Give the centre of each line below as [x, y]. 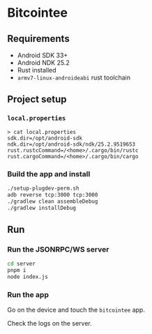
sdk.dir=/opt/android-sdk [45, 138]
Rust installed [37, 70]
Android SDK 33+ [43, 55]
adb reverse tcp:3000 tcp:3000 [53, 195]
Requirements [38, 39]
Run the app [28, 294]
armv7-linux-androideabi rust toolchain [74, 77]
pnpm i [17, 271]
